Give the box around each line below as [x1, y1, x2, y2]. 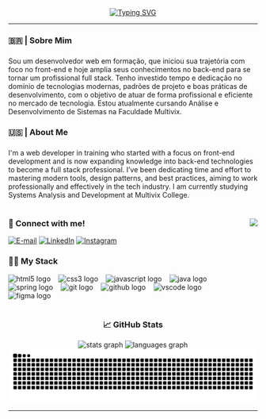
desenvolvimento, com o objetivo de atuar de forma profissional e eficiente [8, 90, 253, 99]
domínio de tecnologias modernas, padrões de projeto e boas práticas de [8, 81, 248, 90]
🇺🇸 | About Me [8, 126, 69, 137]
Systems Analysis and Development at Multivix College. [8, 190, 190, 199]
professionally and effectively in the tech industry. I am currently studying [8, 182, 249, 191]
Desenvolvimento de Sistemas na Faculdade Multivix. [8, 106, 182, 116]
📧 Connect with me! [8, 217, 85, 229]
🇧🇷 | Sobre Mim [8, 35, 73, 46]
